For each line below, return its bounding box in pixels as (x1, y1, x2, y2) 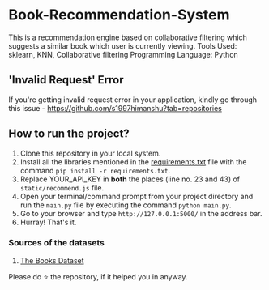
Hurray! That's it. (19, 217, 77, 227)
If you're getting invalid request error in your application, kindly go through (8, 95, 258, 104)
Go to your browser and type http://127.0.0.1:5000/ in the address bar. (19, 208, 263, 218)
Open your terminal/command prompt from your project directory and (19, 191, 254, 201)
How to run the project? (8, 127, 130, 141)
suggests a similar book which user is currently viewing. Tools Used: (8, 41, 237, 50)
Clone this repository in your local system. (19, 148, 161, 158)
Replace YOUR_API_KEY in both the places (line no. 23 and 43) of (19, 174, 241, 184)
